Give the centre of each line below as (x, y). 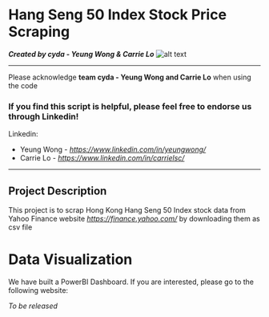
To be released (33, 306)
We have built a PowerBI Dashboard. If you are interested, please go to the (131, 282)
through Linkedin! (44, 116)
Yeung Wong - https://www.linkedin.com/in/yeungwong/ (113, 149)
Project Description (58, 191)
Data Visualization (70, 260)
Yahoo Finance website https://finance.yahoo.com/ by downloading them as (134, 219)
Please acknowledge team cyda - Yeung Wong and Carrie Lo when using (130, 77)
